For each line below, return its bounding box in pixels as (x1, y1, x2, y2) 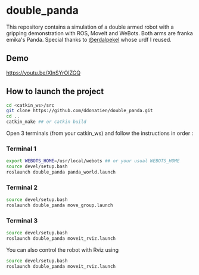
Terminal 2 (6, 183, 38, 191)
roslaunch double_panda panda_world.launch (6, 169, 116, 175)
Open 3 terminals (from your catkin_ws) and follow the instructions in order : (6, 129, 194, 137)
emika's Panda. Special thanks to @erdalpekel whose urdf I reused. (6, 36, 172, 43)
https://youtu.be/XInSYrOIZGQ (6, 69, 81, 76)
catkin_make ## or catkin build (6, 119, 86, 125)
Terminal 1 (6, 144, 37, 153)
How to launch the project (6, 86, 104, 97)
